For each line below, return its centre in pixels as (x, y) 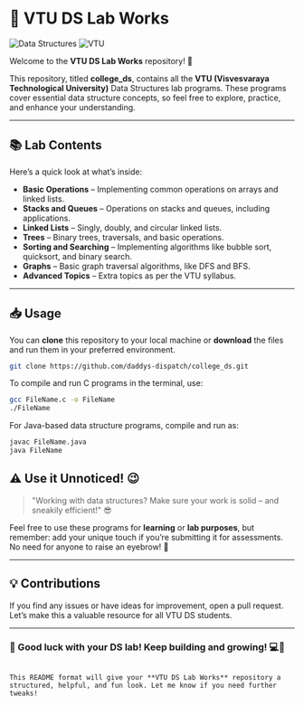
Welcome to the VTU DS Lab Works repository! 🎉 (101, 61)
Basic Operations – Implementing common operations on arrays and (150, 189)
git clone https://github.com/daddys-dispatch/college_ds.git (129, 366)
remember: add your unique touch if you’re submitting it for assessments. (146, 537)
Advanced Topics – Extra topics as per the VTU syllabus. (129, 276)
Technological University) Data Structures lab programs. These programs (148, 88)
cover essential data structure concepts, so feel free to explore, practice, (145, 98)
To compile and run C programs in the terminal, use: (106, 383)
